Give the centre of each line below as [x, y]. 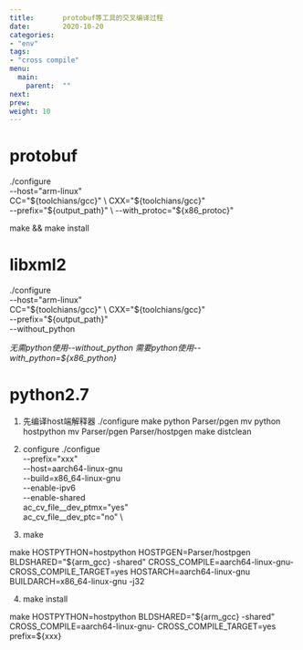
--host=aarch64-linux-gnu [73, 469]
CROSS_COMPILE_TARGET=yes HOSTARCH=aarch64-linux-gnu [130, 572]
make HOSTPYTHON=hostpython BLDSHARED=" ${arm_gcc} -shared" [142, 617]
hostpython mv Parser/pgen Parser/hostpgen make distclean [137, 432]
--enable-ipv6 [49, 488]
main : [28, 77]
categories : [32, 35]
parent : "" [48, 86]
